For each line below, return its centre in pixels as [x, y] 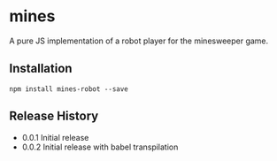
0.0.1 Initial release [55, 137]
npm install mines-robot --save [69, 89]
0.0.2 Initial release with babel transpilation [100, 147]
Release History [54, 116]
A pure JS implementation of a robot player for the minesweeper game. [139, 41]
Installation [41, 69]
